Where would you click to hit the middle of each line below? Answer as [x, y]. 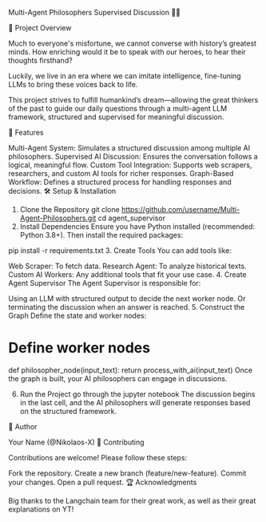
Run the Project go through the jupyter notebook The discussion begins [137, 394]
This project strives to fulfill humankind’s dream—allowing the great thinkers [133, 100]
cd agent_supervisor [132, 218]
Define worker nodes [79, 348]
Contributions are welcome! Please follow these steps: [98, 457]
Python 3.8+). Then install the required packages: [101, 235]
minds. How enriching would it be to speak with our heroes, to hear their [127, 52]
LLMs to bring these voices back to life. [73, 84]
